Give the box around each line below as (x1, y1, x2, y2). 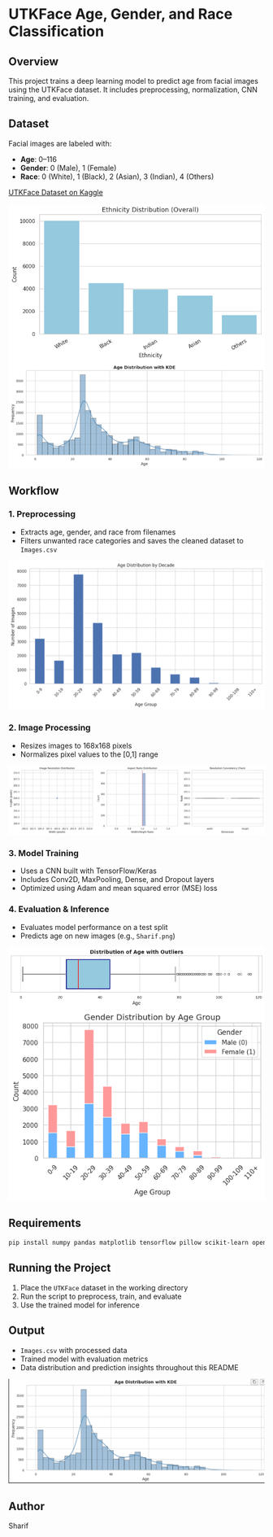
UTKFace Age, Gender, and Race (8, 5, 233, 24)
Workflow (8, 484, 59, 498)
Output (8, 1324, 45, 1338)
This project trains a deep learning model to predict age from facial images (8, 76, 258, 85)
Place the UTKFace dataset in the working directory (19, 1282, 188, 1292)
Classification (8, 22, 104, 41)
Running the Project (8, 1261, 111, 1275)
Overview (8, 55, 59, 68)
